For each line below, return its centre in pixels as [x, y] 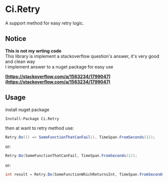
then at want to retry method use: [39, 128]
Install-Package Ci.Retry [32, 118]
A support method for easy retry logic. [44, 23]
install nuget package [27, 109]
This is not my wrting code [33, 50]
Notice [16, 39]
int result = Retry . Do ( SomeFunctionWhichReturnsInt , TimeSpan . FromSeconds [85, 174]
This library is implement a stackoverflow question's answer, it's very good [82, 56]
